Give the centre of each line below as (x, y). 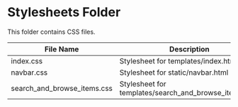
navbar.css (29, 73)
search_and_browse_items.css (62, 88)
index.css (27, 61)
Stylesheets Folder (64, 12)
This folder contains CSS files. (51, 32)
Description (189, 49)
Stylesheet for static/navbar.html (174, 73)
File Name (62, 49)
